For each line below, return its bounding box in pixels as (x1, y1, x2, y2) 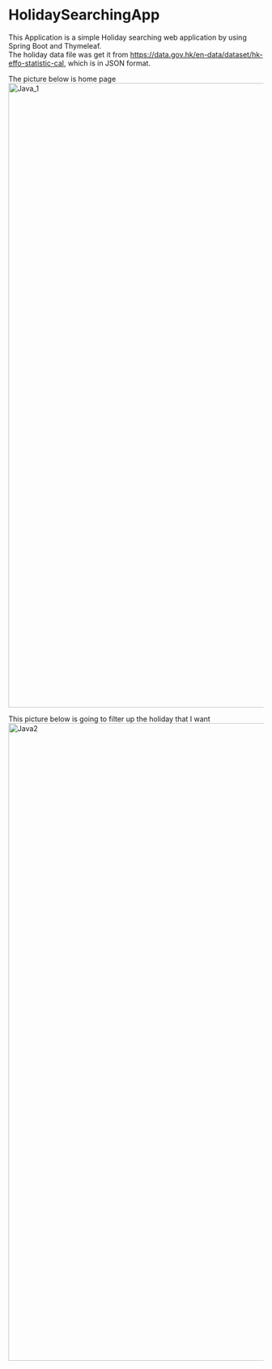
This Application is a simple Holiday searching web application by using (8, 32, 247, 42)
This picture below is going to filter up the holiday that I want (8, 714, 210, 724)
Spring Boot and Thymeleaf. (8, 40, 102, 50)
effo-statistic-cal (8, 58, 65, 68)
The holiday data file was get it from (8, 49, 129, 59)
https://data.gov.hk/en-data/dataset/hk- (130, 49, 263, 59)
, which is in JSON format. (63, 58, 151, 68)
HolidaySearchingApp (8, 6, 160, 24)
